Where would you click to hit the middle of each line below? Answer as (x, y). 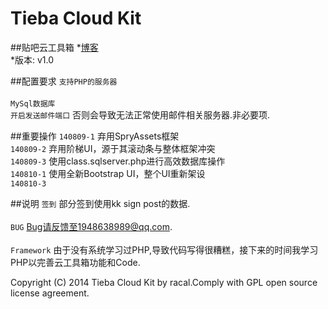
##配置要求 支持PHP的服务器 (64, 81)
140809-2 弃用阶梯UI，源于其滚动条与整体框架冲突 (113, 148)
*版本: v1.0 (32, 59)
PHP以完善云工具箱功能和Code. (75, 262)
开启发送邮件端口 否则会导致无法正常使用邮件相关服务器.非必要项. (140, 114)
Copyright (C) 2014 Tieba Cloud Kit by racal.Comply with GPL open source (164, 282)
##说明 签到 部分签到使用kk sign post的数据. (100, 203)
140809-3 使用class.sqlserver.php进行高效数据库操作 (118, 161)
